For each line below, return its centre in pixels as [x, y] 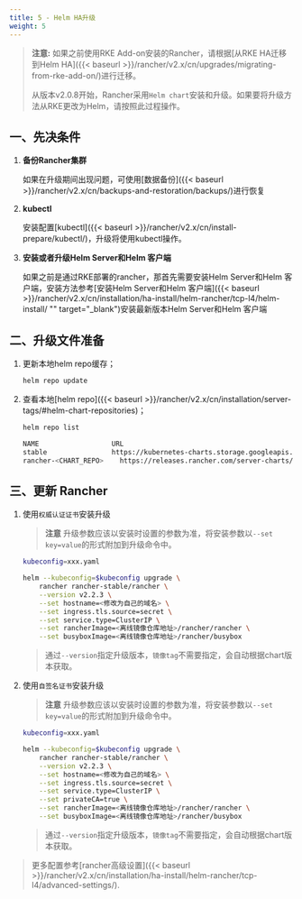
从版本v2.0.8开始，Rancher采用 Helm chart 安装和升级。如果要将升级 [158, 95]
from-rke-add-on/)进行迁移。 [86, 75]
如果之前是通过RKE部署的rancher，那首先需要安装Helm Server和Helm [152, 277]
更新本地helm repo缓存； [69, 364]
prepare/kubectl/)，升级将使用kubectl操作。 [104, 239]
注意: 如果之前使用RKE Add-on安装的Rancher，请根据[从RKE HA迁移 [159, 53]
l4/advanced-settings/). [75, 885]
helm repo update [55, 381]
